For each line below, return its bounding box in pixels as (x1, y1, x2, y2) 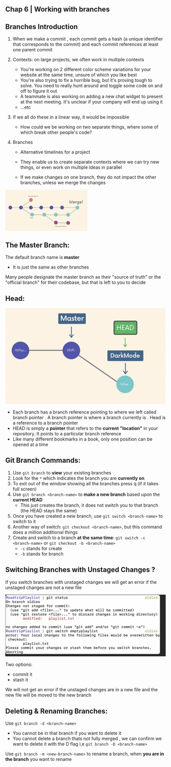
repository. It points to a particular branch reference (12, 430, 122, 436)
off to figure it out (20, 88, 58, 94)
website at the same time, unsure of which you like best (20, 72, 137, 78)
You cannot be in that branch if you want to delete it (12, 730, 122, 736)
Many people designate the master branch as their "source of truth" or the (5, 274, 161, 280)
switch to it (12, 518, 36, 524)
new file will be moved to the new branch (5, 692, 92, 698)
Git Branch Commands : (5, 456, 80, 465)
